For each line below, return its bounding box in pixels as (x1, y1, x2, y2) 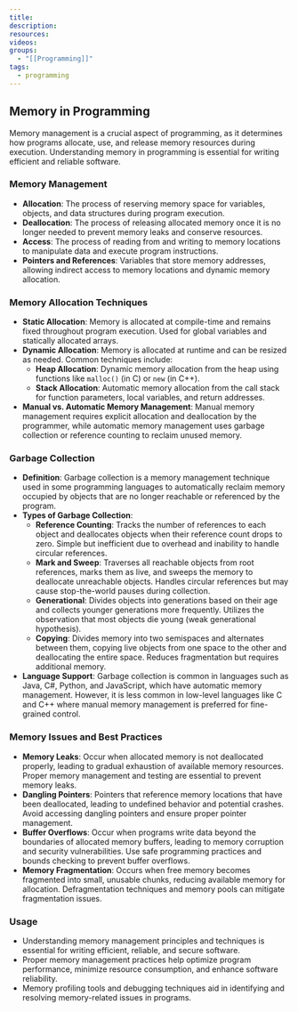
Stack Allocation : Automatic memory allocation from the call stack (35, 383, 280, 393)
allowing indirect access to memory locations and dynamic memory (21, 264, 270, 275)
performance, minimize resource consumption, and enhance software (21, 964, 278, 975)
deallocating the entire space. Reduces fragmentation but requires (35, 652, 279, 663)
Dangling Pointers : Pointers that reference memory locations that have (21, 789, 283, 799)
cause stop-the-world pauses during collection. (35, 586, 211, 596)
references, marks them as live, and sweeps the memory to (35, 567, 254, 578)
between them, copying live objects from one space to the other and (35, 643, 287, 653)
